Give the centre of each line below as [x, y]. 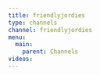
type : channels [33, 23]
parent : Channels [50, 52]
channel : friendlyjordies [50, 30]
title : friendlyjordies [47, 15]
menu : [17, 37]
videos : [21, 59]
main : [24, 45]
